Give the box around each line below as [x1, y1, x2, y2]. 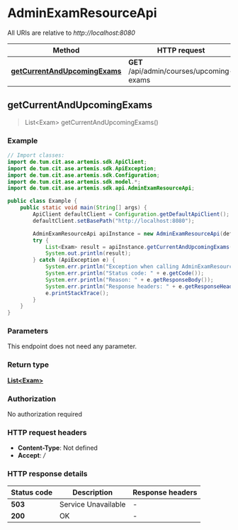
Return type [7, 360, 50, 370]
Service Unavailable [59, 499, 126, 509]
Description [72, 487, 113, 497]
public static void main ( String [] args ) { [20, 204, 147, 211]
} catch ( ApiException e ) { [33, 257, 115, 264]
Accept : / [17, 451, 46, 460]
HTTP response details [7, 469, 88, 479]
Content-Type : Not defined [17, 443, 98, 452]
